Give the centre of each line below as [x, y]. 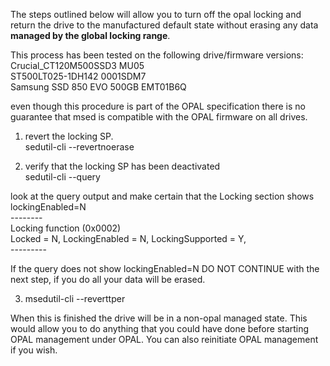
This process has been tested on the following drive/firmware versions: [157, 55]
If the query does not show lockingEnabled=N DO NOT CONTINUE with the [165, 268]
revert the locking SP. [69, 136]
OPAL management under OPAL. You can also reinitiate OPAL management [164, 339]
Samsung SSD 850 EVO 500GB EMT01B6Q [98, 87]
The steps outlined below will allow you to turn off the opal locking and [156, 14]
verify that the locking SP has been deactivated [122, 166]
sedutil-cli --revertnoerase [79, 147]
